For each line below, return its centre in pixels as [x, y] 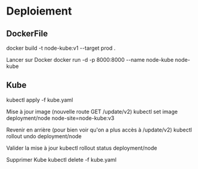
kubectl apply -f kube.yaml [40, 100]
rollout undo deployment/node [44, 136]
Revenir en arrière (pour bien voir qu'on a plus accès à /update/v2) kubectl [99, 130]
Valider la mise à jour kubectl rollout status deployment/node [82, 148]
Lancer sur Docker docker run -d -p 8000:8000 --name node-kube [90, 60]
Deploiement [39, 11]
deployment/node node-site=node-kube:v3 [60, 118]
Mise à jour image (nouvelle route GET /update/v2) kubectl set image [92, 111]
